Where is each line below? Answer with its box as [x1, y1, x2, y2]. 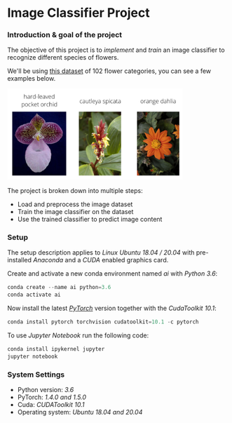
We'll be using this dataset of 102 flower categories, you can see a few [7, 67, 212, 75]
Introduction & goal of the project [7, 30, 123, 40]
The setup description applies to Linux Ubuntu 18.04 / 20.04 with [7, 248, 195, 257]
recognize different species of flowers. [7, 53, 119, 62]
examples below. [7, 74, 56, 83]
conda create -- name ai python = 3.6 [7, 284, 111, 291]
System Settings [7, 370, 65, 380]
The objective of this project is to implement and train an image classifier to [7, 46, 226, 54]
